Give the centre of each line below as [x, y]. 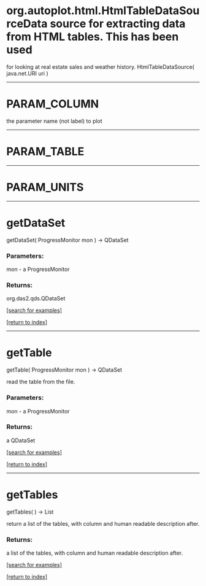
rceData [27, 24]
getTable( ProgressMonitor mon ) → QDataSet [64, 370]
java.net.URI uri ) [28, 73]
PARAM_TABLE [45, 152]
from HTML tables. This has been [93, 37]
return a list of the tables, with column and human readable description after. [103, 523]
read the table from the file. [41, 382]
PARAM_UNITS [45, 187]
